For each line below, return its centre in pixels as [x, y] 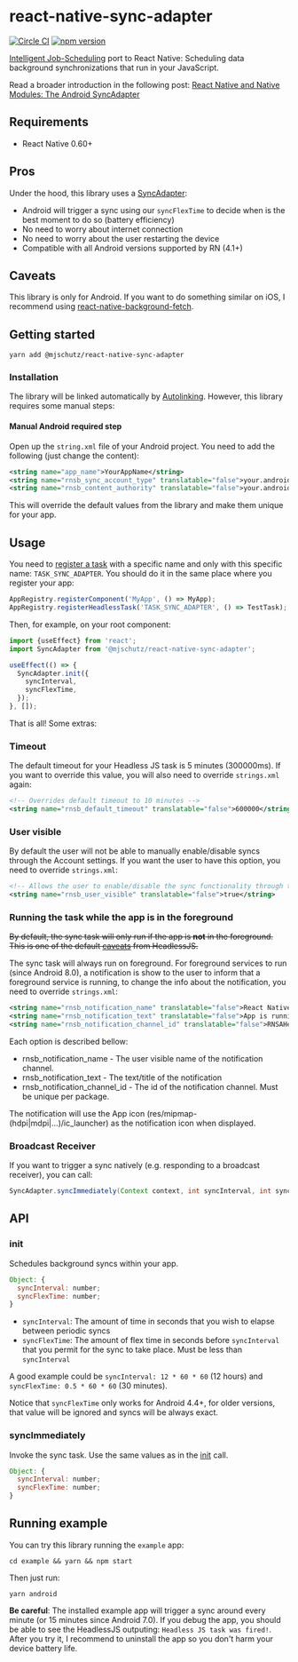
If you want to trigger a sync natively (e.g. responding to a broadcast [134, 1165]
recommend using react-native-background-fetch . [102, 306]
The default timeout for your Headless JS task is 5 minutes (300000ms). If [145, 766]
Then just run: [35, 1578]
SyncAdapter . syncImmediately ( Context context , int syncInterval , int [141, 1191]
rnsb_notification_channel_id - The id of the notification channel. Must [150, 1086]
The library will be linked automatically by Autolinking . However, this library [146, 396]
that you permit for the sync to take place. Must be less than [132, 1350]
